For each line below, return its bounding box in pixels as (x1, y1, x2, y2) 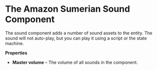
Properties (5, 50, 28, 56)
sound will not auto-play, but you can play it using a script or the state (5, 35, 147, 41)
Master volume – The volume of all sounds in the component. (12, 59, 138, 65)
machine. (5, 40, 24, 46)
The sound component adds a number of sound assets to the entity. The (5, 30, 153, 36)
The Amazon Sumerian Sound (5, 3, 130, 15)
